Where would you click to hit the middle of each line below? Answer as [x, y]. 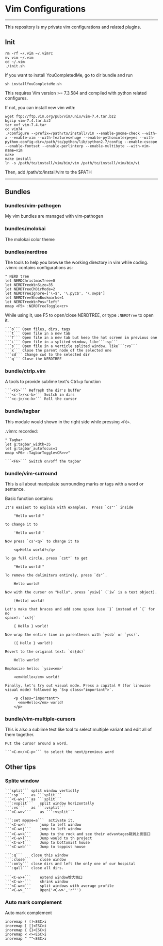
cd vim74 [14, 129]
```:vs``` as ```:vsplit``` [36, 808]
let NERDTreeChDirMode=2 [30, 289]
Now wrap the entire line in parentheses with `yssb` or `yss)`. [72, 634]
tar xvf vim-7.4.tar [26, 125]
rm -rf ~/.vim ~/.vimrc [29, 53]
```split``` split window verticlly [42, 791]
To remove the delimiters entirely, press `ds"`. [56, 575]
